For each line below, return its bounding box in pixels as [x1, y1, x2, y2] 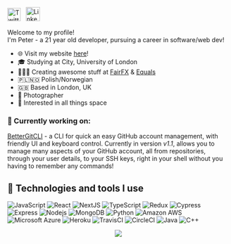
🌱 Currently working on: [7, 116, 91, 126]
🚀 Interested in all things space [17, 98, 107, 107]
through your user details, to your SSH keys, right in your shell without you [7, 155, 223, 163]
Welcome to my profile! [7, 28, 75, 37]
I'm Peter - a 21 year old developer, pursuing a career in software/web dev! [7, 36, 225, 44]
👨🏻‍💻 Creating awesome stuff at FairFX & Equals [17, 68, 156, 76]
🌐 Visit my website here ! [17, 49, 89, 58]
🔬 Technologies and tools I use [7, 182, 144, 194]
